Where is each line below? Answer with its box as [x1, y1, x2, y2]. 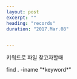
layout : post [6, 9, 39, 15]
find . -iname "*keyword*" [6, 66, 72, 74]
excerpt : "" [6, 15, 36, 21]
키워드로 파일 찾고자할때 [6, 54, 64, 61]
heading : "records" [6, 20, 56, 26]
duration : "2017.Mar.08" [6, 26, 69, 32]
